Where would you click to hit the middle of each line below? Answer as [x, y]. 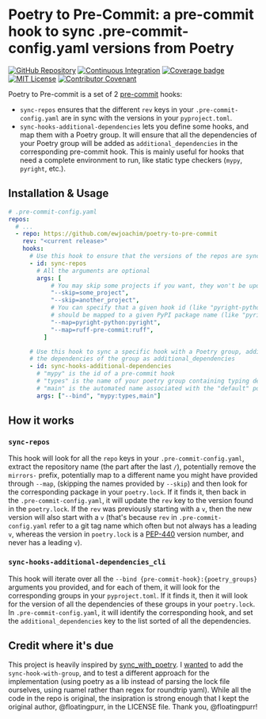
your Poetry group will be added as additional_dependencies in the [129, 143]
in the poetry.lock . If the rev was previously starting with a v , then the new [130, 509]
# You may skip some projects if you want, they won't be [148, 286]
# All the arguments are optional [93, 271]
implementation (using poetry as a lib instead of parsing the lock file [119, 682]
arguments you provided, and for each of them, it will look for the [114, 587]
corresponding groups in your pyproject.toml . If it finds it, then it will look [128, 595]
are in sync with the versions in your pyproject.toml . [146, 117]
